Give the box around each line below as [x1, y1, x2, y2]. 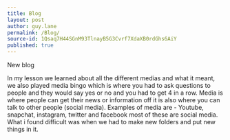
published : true [7, 42, 54, 49]
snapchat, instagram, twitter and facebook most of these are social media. [7, 110, 218, 119]
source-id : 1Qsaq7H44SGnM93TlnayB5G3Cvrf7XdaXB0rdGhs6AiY [7, 36, 177, 43]
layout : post [7, 16, 45, 23]
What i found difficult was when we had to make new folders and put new [7, 118, 216, 126]
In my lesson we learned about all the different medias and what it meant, [7, 74, 216, 82]
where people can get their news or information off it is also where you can [7, 96, 220, 104]
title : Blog [7, 10, 41, 17]
